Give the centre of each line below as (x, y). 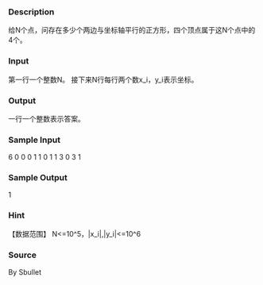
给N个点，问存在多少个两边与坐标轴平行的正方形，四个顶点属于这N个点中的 (132, 30)
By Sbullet (25, 272)
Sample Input (35, 140)
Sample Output (38, 178)
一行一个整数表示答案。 (46, 118)
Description (31, 12)
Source (23, 255)
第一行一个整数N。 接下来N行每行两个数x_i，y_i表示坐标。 (103, 79)
